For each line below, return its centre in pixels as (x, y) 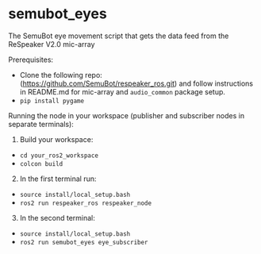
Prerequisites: (31, 60)
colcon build (41, 164)
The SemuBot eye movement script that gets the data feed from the (119, 36)
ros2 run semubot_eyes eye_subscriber (84, 242)
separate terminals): (41, 124)
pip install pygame (52, 101)
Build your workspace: (56, 139)
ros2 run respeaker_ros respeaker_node (86, 203)
